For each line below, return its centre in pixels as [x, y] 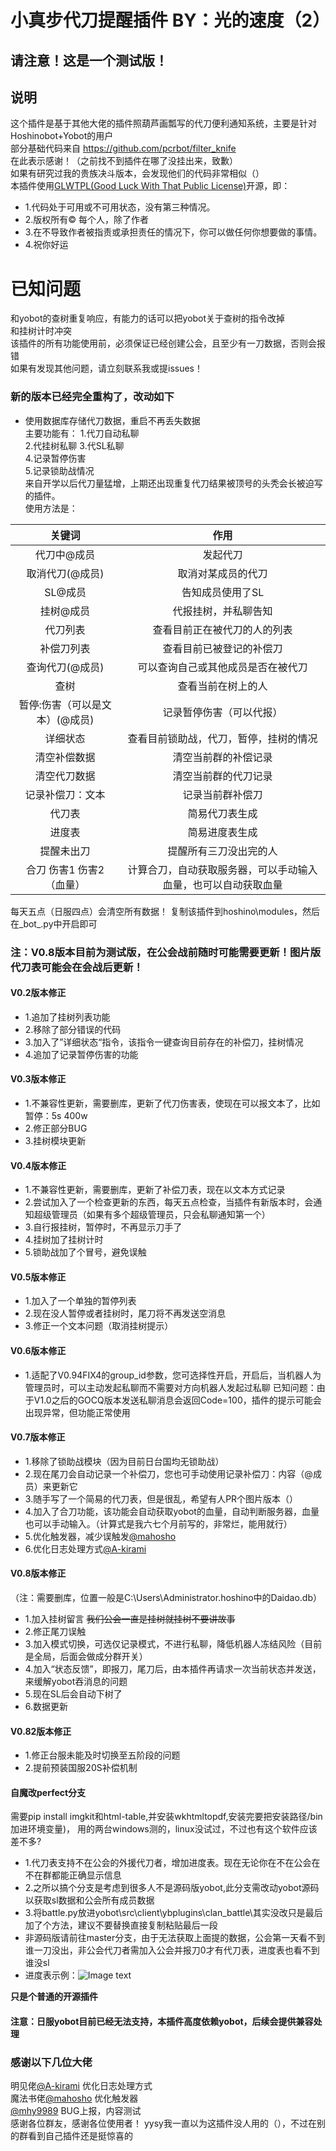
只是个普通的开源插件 [54, 1997]
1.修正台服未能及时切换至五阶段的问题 [102, 1755]
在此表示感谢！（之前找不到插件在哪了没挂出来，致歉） [124, 161]
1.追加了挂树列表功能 [67, 1017]
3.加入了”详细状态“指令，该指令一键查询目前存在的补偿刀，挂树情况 [164, 1042]
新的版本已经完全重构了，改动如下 [92, 397]
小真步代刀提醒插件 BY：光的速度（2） [170, 20]
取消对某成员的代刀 [222, 573]
